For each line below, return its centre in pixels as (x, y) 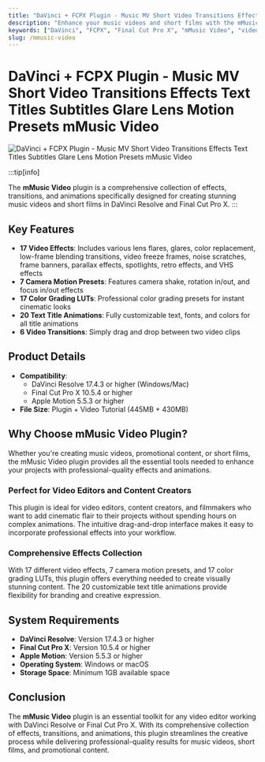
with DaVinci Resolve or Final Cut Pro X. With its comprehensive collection (129, 725)
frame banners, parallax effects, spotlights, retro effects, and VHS (127, 265)
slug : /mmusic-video (42, 37)
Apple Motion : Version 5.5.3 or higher (81, 656)
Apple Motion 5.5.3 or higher (78, 401)
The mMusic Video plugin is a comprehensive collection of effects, (118, 188)
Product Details (47, 357)
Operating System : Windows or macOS (84, 664)
